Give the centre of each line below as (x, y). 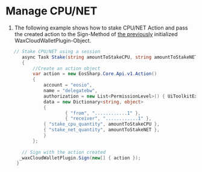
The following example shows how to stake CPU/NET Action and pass (101, 28)
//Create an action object (66, 68)
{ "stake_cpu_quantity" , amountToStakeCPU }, (102, 124)
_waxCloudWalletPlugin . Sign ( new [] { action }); (80, 158)
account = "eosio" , (68, 85)
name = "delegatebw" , (71, 91)
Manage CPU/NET (52, 11)
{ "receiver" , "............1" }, (108, 118)
